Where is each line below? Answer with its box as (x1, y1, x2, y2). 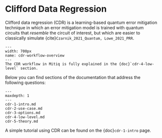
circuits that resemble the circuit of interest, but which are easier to (5, 30, 140, 36)
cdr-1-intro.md (5, 101, 36, 107)
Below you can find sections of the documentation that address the (5, 74, 141, 80)
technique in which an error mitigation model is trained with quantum (5, 24, 144, 30)
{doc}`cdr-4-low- (119, 61, 154, 66)
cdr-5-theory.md (5, 118, 38, 124)
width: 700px (5, 49, 32, 54)
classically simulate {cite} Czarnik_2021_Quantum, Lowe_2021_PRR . (5, 35, 135, 41)
